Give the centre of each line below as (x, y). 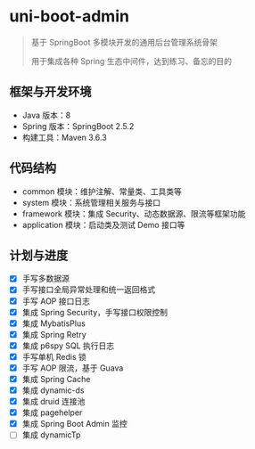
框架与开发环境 (50, 92)
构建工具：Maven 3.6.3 (64, 137)
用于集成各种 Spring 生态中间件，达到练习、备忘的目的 (131, 61)
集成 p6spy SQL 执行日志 (68, 346)
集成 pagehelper (52, 412)
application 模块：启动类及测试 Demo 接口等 (103, 224)
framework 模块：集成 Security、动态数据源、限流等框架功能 (134, 213)
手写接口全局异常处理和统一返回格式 (89, 290)
